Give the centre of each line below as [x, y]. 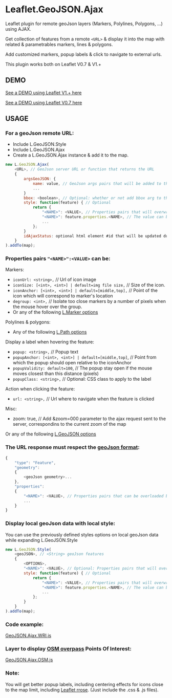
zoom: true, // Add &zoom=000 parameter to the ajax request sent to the [89, 419]
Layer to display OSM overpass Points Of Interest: [69, 649]
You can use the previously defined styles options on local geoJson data [82, 535]
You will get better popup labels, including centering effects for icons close [84, 684]
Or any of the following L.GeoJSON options [51, 434]
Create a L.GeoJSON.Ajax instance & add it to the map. [71, 155]
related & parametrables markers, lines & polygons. [59, 44]
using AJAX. [18, 29]
